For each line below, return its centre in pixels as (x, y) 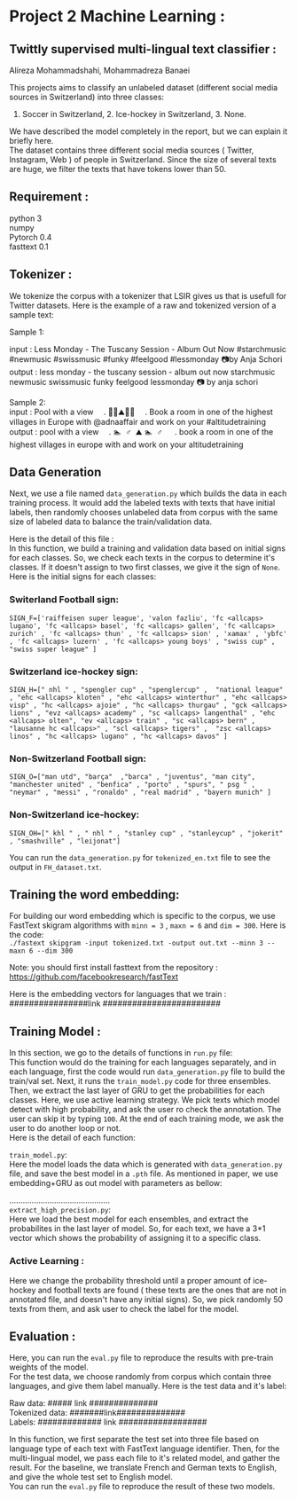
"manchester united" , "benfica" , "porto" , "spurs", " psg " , (132, 785)
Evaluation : (43, 1336)
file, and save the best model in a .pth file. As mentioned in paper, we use (144, 1174)
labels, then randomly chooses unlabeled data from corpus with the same (144, 513)
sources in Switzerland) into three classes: (87, 97)
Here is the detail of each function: (72, 1138)
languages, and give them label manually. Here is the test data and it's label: (148, 1386)
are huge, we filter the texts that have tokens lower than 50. (118, 169)
